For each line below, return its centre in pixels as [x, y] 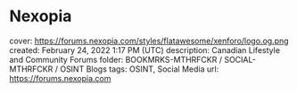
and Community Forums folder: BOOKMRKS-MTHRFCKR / [116, 59]
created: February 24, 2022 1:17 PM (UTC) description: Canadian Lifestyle [145, 50]
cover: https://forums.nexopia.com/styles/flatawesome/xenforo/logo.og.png [149, 41]
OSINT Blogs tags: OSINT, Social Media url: [139, 69]
